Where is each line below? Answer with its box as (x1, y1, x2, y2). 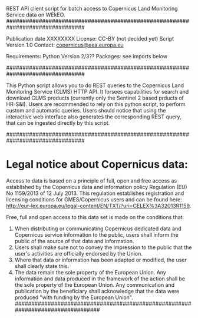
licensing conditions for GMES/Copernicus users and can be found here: (6, 196, 183, 203)
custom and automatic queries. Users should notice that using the (6, 107, 166, 114)
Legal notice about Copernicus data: (6, 158, 189, 171)
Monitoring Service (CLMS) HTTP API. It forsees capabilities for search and (6, 88, 189, 95)
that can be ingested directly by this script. (6, 120, 110, 126)
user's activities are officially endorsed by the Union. (14, 250, 143, 257)
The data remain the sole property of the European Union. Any (14, 269, 166, 276)
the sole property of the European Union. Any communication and (14, 281, 175, 288)
